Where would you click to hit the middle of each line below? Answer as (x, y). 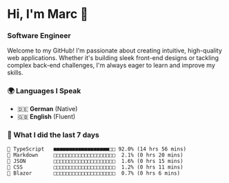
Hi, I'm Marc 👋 (48, 14)
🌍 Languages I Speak (44, 91)
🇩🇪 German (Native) (47, 108)
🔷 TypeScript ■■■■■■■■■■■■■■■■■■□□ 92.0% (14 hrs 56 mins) (97, 149)
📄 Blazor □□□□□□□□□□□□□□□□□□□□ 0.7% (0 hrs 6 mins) (94, 173)
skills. (15, 73)
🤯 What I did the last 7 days (53, 135)
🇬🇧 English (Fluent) (46, 116)
